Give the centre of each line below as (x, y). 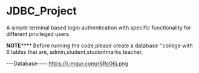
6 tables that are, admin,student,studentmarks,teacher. (75, 51)
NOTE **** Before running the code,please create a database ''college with (99, 45)
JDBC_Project (42, 11)
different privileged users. (38, 34)
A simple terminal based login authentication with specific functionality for (99, 28)
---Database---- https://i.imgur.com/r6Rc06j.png (67, 63)
